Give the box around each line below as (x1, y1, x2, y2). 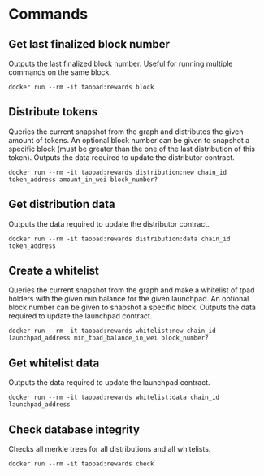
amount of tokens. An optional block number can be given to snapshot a (8, 135, 250, 145)
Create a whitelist (8, 264, 100, 278)
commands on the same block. (8, 67, 112, 77)
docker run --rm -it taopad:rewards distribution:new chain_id (8, 168, 227, 176)
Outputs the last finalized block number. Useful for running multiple (8, 58, 233, 68)
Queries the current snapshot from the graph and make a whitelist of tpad (8, 285, 255, 295)
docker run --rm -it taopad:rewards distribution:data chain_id (8, 235, 231, 243)
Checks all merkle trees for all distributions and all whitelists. (8, 444, 211, 454)
